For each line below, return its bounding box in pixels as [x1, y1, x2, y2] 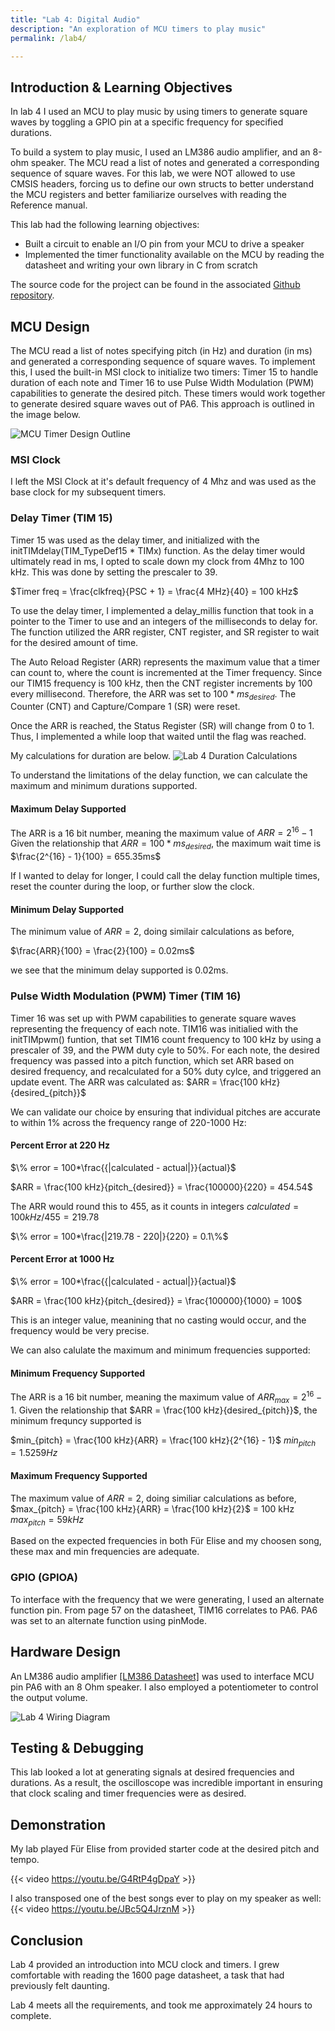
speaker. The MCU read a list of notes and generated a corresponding [30, 157, 320, 169]
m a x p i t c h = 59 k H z [10, 1513, 85, 1528]
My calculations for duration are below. [10, 750, 172, 762]
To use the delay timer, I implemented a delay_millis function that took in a [10, 604, 314, 616]
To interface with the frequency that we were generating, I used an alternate [10, 1593, 325, 1605]
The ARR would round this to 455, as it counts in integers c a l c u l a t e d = [10, 1200, 300, 1212]
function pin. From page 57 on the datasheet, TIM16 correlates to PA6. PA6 [10, 1604, 318, 1616]
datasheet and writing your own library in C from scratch [24, 259, 258, 271]
